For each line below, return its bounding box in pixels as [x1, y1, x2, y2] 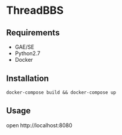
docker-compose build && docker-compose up [6, 89, 117, 95]
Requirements [6, 28, 60, 38]
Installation [6, 73, 49, 84]
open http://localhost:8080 [6, 121, 73, 129]
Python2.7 [14, 50, 41, 57]
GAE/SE [14, 43, 35, 50]
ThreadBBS [6, 4, 64, 17]
